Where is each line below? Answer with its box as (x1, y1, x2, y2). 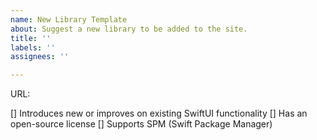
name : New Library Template (10, 14, 128, 25)
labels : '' (10, 42, 56, 53)
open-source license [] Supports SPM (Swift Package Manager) (10, 118, 273, 130)
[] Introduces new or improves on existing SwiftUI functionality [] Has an (10, 107, 308, 120)
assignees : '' (10, 52, 70, 62)
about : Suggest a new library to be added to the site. (10, 24, 248, 34)
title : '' (10, 33, 52, 43)
